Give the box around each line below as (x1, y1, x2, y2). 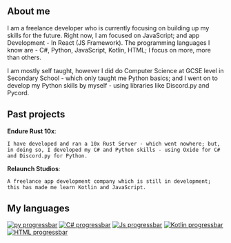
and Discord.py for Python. (7, 152, 88, 159)
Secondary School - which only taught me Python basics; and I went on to (7, 74, 219, 82)
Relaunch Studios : (7, 164, 61, 173)
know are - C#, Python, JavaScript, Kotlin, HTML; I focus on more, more (7, 46, 212, 54)
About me (7, 6, 50, 17)
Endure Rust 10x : (7, 127, 57, 135)
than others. (7, 53, 42, 61)
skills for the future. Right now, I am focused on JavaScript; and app (7, 31, 200, 39)
